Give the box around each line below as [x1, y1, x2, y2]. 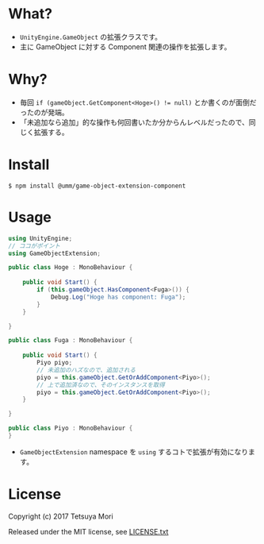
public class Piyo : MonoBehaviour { [8, 424, 133, 433]
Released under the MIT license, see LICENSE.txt [8, 527, 169, 536]
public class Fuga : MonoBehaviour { [8, 337, 133, 345]
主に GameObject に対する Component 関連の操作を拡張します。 [19, 41, 231, 52]
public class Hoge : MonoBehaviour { [8, 264, 133, 272]
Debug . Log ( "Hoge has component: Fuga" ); [50, 293, 186, 301]
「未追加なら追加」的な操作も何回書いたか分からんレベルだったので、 [19, 117, 250, 127]
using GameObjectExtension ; [8, 249, 101, 257]
